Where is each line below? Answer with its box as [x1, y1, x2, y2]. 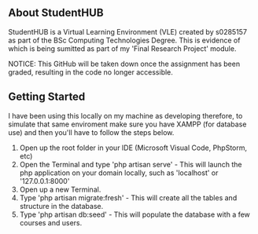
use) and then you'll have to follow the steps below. [8, 127, 175, 137]
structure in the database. [19, 201, 104, 210]
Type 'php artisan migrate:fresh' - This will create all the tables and [19, 192, 238, 203]
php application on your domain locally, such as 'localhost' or [19, 168, 219, 177]
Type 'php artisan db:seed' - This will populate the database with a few [19, 210, 250, 219]
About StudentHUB [8, 6, 104, 20]
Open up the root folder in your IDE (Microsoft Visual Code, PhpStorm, [19, 143, 248, 152]
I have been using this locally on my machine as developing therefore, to [8, 111, 243, 120]
